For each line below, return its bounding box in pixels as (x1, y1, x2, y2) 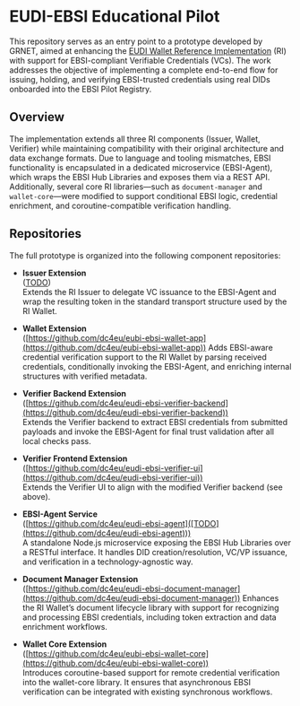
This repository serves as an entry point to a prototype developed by (9, 36, 263, 47)
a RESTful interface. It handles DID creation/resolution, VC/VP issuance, (21, 546, 288, 557)
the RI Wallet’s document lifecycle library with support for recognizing (21, 602, 279, 613)
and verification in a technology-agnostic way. (21, 556, 194, 567)
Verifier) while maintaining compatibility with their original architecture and (9, 143, 285, 153)
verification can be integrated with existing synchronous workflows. (21, 686, 273, 697)
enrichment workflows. (21, 621, 107, 632)
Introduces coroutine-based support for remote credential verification (21, 667, 280, 678)
